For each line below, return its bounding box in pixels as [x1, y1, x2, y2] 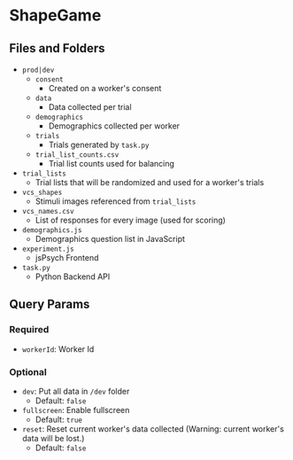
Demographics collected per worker [48, 121, 180, 131]
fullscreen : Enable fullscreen [21, 404, 130, 415]
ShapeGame [9, 5, 102, 26]
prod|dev [21, 66, 55, 74]
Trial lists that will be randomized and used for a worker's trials [35, 177, 265, 187]
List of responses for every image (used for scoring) [35, 214, 226, 225]
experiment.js [21, 245, 74, 253]
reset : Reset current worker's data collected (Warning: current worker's [21, 423, 285, 434]
